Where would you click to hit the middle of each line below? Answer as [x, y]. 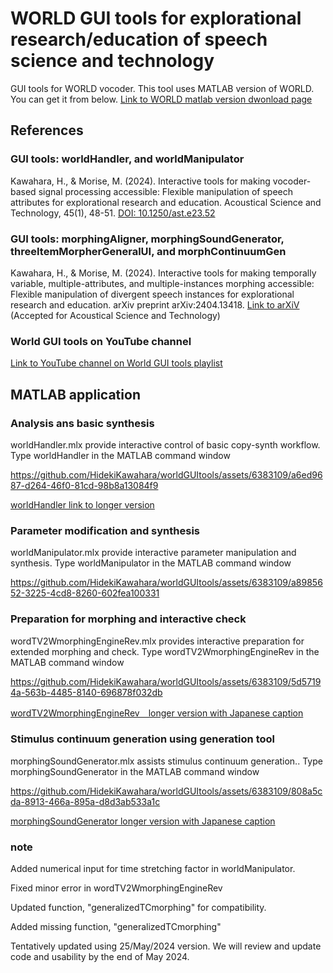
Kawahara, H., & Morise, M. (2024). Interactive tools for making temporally [163, 273]
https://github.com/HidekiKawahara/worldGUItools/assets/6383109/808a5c [166, 791]
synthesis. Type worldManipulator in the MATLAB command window [151, 563]
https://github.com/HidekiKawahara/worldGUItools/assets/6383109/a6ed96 [166, 474]
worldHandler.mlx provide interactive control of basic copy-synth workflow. [165, 444]
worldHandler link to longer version [82, 504]
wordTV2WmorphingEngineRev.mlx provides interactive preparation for [157, 641]
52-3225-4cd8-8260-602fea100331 [85, 593]
